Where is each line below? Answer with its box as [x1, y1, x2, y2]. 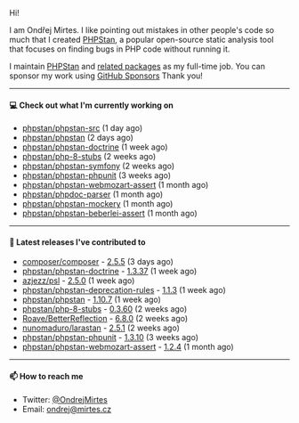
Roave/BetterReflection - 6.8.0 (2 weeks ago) [21, 313, 189, 324]
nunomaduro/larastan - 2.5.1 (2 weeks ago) [21, 322, 181, 333]
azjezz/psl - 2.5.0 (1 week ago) [21, 275, 135, 286]
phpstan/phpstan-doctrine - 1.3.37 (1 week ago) [21, 266, 198, 277]
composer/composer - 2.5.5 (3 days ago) [21, 256, 174, 267]
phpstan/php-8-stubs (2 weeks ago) [21, 151, 157, 162]
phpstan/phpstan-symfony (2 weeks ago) [21, 160, 175, 172]
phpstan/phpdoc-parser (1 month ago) [21, 189, 164, 199]
